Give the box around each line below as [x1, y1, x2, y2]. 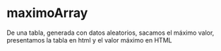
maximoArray [6, 5, 88, 21]
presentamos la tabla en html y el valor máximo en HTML [6, 35, 172, 44]
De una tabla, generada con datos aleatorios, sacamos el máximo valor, [6, 28, 215, 37]
